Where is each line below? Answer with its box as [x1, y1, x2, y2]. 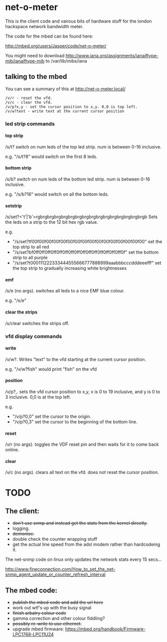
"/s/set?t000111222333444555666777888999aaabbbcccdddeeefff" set [12, 260, 161, 266]
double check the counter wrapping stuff [12, 536, 97, 542]
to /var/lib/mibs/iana [45, 58, 87, 64]
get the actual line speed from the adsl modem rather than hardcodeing [12, 541, 160, 548]
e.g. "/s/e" [5, 297, 27, 303]
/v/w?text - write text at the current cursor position [5, 108, 124, 114]
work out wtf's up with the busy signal [12, 605, 92, 611]
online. [5, 447, 19, 453]
